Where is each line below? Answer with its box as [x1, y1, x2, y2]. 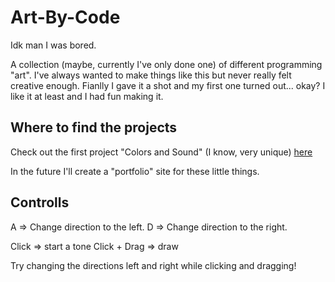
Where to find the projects [10, 119, 178, 136]
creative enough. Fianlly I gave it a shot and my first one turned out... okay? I [10, 79, 326, 91]
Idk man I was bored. [10, 39, 97, 51]
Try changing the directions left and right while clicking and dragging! [10, 259, 297, 271]
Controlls [10, 194, 70, 211]
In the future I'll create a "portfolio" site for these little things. [10, 165, 260, 177]
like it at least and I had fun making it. [10, 90, 164, 102]
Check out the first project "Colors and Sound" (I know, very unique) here [10, 146, 313, 158]
